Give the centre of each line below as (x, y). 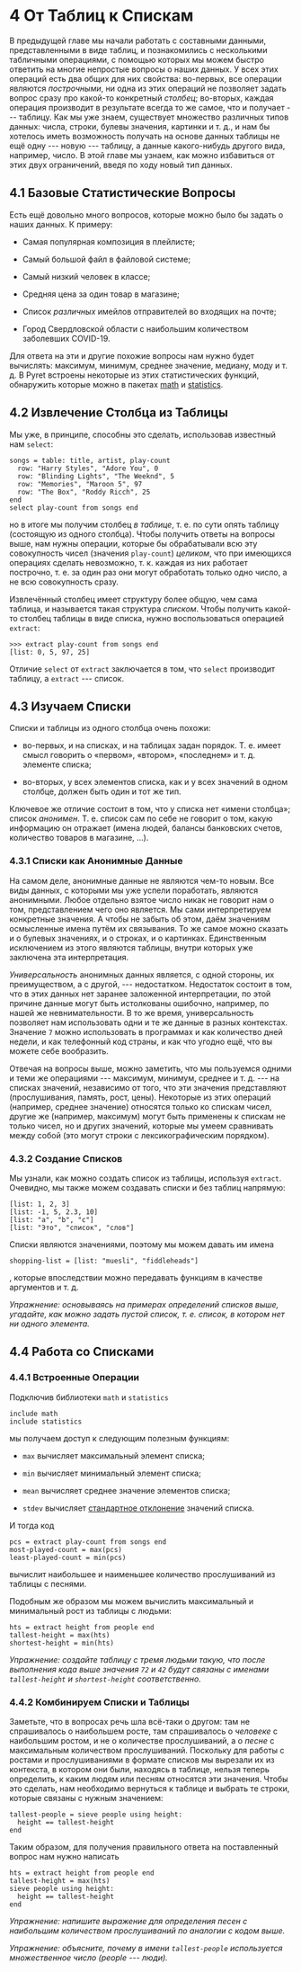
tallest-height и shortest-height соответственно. (106, 1679)
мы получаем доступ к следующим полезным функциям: (120, 1438)
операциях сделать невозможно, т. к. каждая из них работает (129, 562)
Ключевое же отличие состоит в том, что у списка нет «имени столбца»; (150, 809)
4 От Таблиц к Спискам (102, 16)
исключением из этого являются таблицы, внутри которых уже (131, 947)
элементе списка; (57, 764)
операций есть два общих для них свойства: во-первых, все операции (146, 78)
